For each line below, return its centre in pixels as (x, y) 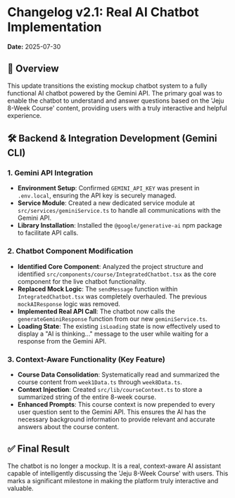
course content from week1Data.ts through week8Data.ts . (100, 382)
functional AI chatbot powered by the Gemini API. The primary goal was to (115, 93)
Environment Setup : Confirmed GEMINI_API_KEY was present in (108, 188)
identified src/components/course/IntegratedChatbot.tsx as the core (117, 274)
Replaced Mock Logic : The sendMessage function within (97, 289)
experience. (25, 115)
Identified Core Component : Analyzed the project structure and (110, 266)
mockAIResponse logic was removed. (69, 303)
